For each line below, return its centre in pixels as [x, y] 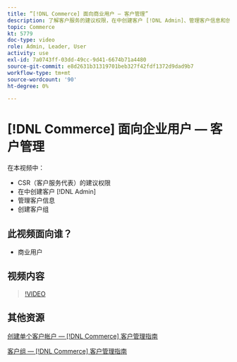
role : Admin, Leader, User [47, 47]
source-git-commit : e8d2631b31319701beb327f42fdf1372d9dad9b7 [101, 66]
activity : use [28, 54]
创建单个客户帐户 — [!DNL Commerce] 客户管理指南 [83, 336]
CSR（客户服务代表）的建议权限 [64, 183]
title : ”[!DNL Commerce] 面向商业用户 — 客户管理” [78, 14]
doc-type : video [31, 40]
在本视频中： [26, 168]
